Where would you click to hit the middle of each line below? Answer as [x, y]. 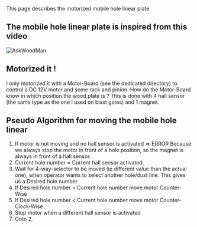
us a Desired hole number [46, 182]
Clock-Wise [29, 206]
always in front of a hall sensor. [53, 156]
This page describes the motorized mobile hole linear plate [78, 9]
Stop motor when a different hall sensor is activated [77, 213]
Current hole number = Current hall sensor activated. [79, 163]
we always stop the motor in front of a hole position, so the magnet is [99, 150]
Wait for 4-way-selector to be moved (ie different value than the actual [101, 169]
